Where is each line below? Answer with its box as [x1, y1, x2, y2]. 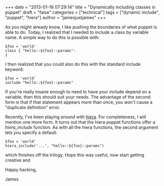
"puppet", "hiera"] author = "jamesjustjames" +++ [5, 15, 107, 20]
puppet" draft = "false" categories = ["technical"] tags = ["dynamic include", [5, 9, 160, 15]
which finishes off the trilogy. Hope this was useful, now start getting [5, 152, 145, 158]
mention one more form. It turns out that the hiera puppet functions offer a [5, 119, 156, 125]
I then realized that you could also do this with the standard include [5, 61, 141, 67]
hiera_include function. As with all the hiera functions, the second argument [5, 125, 159, 130]
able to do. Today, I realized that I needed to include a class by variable [5, 29, 149, 35]
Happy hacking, [5, 167, 37, 172]
